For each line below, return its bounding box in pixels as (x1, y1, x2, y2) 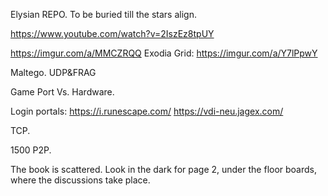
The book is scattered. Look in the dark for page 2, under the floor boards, (10, 164, 318, 175)
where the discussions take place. (10, 174, 151, 186)
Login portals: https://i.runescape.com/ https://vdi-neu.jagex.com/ (10, 105, 284, 117)
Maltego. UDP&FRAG (10, 67, 97, 78)
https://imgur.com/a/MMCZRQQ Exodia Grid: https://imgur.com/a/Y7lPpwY (10, 47, 318, 59)
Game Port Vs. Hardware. (10, 86, 115, 98)
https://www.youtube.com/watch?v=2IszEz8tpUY (10, 28, 215, 39)
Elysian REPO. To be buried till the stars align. (10, 9, 197, 20)
